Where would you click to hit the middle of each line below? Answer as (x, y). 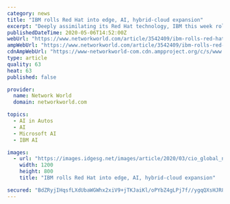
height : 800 (36, 172)
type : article (27, 58)
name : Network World (42, 96)
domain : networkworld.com (50, 102)
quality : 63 (24, 64)
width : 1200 (36, 165)
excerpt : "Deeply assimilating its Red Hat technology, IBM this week (110, 26)
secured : (20, 190)
